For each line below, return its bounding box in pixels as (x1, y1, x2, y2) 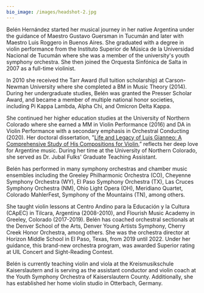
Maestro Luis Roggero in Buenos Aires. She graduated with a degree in (6, 38, 185, 46)
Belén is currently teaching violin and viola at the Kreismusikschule (6, 260, 174, 267)
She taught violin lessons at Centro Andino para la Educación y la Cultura (6, 203, 190, 210)
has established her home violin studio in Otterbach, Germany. (6, 279, 163, 287)
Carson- (165, 76, 186, 84)
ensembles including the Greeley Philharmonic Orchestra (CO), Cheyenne (6, 172, 191, 179)
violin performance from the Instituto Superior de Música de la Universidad (6, 45, 194, 52)
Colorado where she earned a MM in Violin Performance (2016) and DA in (6, 120, 191, 128)
